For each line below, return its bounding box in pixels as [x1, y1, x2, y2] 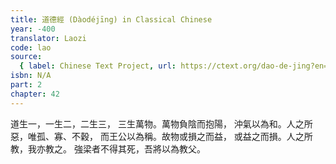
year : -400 [10, 24, 56, 34]
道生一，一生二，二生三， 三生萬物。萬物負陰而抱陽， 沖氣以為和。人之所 [10, 117, 313, 130]
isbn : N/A [10, 71, 52, 81]
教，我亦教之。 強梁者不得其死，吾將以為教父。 [10, 142, 206, 155]
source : [10, 52, 43, 62]
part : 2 [10, 80, 43, 90]
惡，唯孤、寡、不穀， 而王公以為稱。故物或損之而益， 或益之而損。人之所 [10, 130, 313, 142]
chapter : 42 [10, 89, 60, 99]
